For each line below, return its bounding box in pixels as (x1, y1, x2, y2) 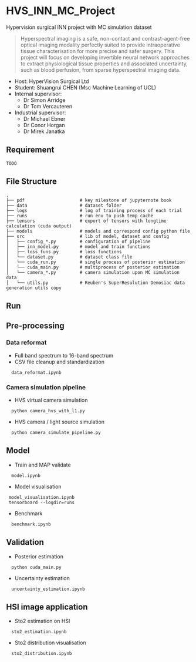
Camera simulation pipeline (6, 383, 86, 391)
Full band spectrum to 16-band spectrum (14, 352, 113, 359)
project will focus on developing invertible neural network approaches (20, 54, 190, 61)
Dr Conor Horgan (23, 121, 65, 128)
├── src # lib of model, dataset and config (6, 233, 169, 239)
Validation (6, 537, 44, 547)
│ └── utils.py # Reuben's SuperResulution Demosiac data (6, 280, 185, 286)
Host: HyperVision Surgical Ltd (14, 78, 89, 85)
